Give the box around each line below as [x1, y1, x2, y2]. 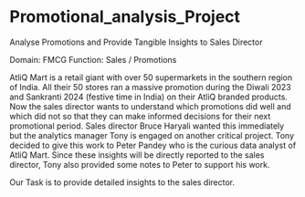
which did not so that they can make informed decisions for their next [9, 110, 271, 121]
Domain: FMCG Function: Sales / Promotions [9, 54, 177, 65]
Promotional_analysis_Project [9, 6, 240, 27]
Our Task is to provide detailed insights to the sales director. [9, 176, 236, 188]
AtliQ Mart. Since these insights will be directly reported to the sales [9, 149, 265, 161]
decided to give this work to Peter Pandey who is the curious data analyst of [9, 140, 297, 150]
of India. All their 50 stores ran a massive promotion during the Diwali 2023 [9, 81, 292, 92]
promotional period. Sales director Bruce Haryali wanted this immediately [9, 120, 285, 131]
